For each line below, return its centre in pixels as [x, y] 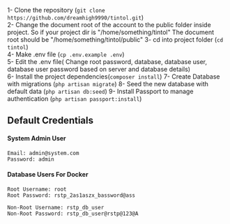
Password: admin [31, 159]
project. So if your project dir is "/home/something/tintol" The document [111, 32]
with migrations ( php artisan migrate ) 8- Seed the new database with [108, 84]
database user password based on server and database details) [99, 69]
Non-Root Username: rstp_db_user [56, 207]
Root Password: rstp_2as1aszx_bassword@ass [71, 195]
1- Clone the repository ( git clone [56, 10]
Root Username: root [37, 189]
